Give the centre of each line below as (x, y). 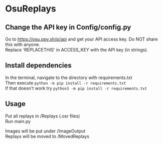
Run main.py (18, 121)
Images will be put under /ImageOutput (45, 131)
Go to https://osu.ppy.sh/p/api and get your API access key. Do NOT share (81, 39)
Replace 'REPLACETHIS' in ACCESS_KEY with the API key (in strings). (77, 50)
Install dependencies (38, 65)
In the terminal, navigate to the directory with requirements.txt (69, 77)
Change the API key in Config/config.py (68, 27)
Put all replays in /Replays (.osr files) (43, 116)
